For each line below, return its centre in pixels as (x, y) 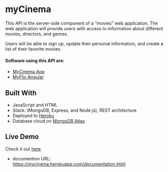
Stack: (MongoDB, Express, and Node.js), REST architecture (74, 110)
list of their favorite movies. (33, 49)
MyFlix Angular (28, 77)
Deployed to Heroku (33, 115)
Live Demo (22, 137)
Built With (21, 93)
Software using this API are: (35, 60)
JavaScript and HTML (35, 105)
